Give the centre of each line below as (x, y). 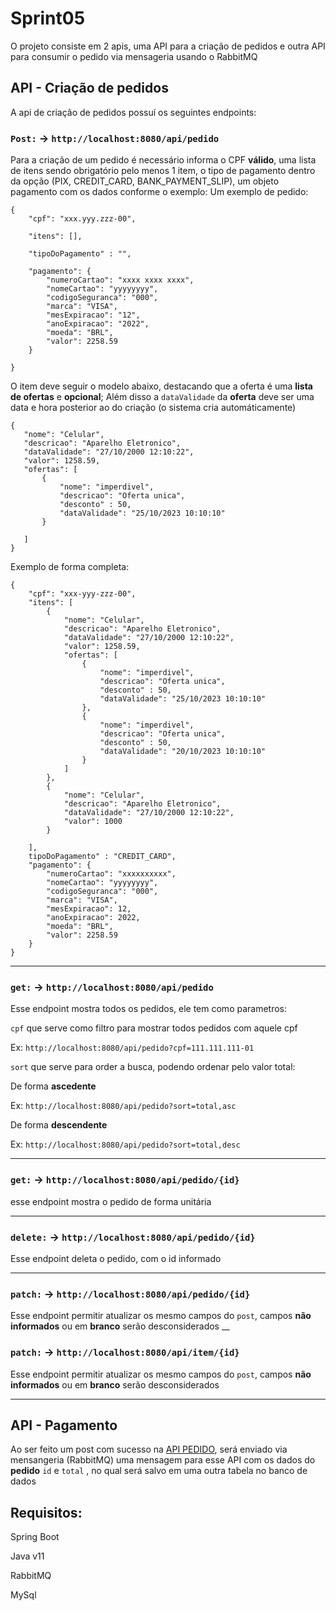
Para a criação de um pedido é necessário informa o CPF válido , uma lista (163, 160)
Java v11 (27, 1556)
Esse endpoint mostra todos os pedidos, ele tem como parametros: (149, 1009)
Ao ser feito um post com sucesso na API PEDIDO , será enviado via (149, 1449)
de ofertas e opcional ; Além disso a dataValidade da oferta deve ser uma (162, 397)
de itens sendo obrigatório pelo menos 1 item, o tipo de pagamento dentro (163, 171)
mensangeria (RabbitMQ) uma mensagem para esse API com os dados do (163, 1460)
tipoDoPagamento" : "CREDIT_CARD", (102, 857)
